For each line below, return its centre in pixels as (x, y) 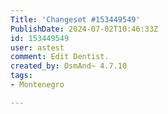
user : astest (37, 47)
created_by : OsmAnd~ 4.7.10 (69, 66)
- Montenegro (37, 85)
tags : (21, 76)
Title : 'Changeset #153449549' (75, 19)
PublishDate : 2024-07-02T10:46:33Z (84, 29)
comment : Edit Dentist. (60, 57)
